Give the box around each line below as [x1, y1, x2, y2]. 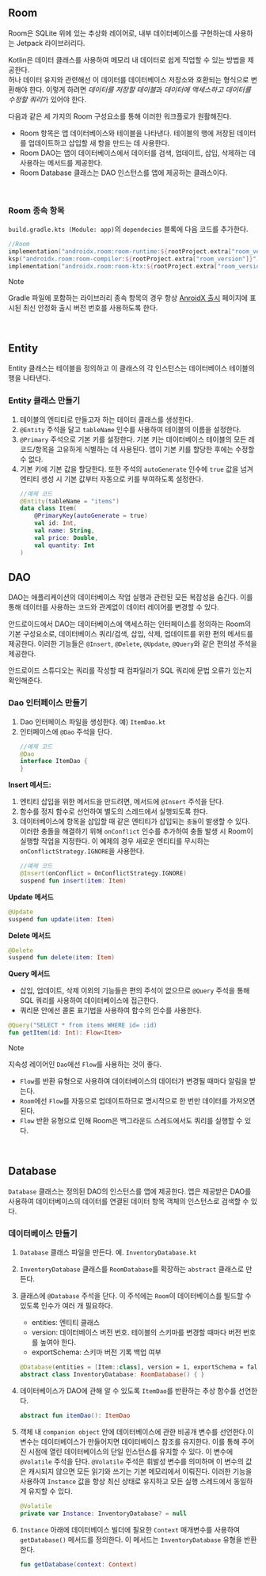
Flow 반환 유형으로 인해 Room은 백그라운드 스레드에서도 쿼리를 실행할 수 [19, 1116, 243, 1126]
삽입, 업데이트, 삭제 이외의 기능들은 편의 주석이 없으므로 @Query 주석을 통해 [19, 985, 250, 996]
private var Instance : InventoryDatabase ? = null [19, 1510, 188, 1517]
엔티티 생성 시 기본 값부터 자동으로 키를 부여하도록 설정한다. [19, 474, 204, 484]
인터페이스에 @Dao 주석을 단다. [19, 727, 112, 736]
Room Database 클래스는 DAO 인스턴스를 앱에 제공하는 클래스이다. [19, 168, 228, 177]
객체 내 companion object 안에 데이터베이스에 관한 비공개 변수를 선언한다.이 [19, 1426, 254, 1436]
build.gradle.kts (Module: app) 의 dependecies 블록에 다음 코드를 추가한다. [8, 225, 249, 234]
